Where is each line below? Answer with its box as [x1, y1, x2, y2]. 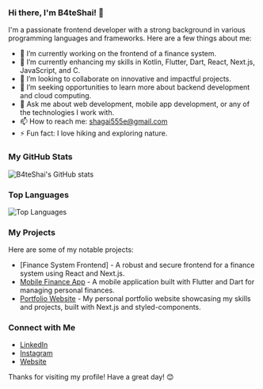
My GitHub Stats [8, 151, 73, 162]
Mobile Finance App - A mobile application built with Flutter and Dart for [19, 277, 255, 287]
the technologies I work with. [19, 108, 115, 117]
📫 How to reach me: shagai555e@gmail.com [19, 116, 168, 126]
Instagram [19, 349, 53, 358]
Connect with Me [8, 322, 76, 334]
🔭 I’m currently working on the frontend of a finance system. [19, 49, 217, 59]
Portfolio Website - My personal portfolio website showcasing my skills [19, 294, 251, 303]
